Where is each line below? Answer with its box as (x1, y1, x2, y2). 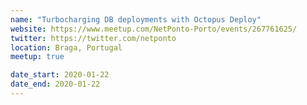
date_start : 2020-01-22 (10, 70, 110, 80)
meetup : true (10, 52, 65, 62)
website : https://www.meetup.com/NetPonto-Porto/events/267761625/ (10, 24, 298, 34)
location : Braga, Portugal (10, 42, 123, 53)
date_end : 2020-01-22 (10, 79, 101, 90)
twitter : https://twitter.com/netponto (10, 33, 177, 43)
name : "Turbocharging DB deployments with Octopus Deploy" (10, 14, 262, 25)
